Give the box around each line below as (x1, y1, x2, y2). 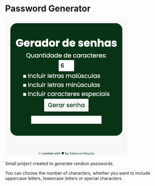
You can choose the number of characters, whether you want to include (5, 170, 151, 176)
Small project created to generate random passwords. (5, 161, 114, 167)
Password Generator (5, 3, 91, 14)
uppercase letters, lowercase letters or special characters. (5, 176, 123, 182)
